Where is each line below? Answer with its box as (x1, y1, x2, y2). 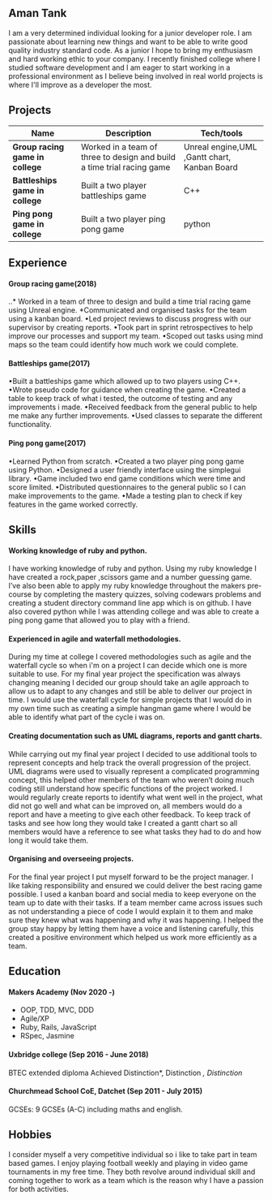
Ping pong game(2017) (8, 438, 87, 448)
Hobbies (8, 1128, 53, 1142)
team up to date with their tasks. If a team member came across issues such (8, 897, 263, 908)
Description (104, 127, 152, 139)
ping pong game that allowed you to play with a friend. (8, 615, 190, 625)
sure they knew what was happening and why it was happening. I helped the (8, 915, 264, 925)
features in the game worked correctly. (8, 499, 138, 509)
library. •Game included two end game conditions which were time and (8, 473, 245, 483)
